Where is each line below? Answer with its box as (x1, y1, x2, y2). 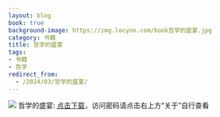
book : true (8, 19, 44, 27)
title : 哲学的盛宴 (8, 41, 64, 49)
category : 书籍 (8, 33, 56, 42)
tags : (8, 48, 26, 56)
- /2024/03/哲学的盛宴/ (15, 77, 88, 85)
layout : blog (8, 11, 52, 20)
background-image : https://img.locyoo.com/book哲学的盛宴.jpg (8, 26, 213, 34)
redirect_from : (8, 70, 59, 78)
